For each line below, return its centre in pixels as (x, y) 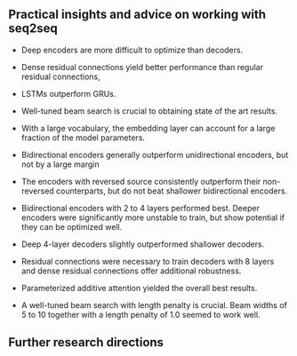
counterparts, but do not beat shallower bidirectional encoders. (172, 191)
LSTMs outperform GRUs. (68, 93)
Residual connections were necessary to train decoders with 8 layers (148, 261)
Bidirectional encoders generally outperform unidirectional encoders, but (155, 154)
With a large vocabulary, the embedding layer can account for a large (148, 128)
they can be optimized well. (72, 226)
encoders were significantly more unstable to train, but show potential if (153, 218)
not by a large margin (60, 164)
